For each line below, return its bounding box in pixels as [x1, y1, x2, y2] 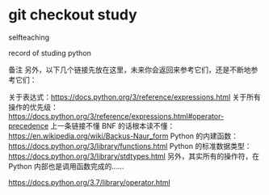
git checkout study [8, 6, 137, 24]
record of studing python [8, 48, 91, 57]
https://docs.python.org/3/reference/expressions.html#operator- [8, 111, 225, 121]
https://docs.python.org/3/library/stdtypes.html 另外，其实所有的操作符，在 [8, 151, 260, 161]
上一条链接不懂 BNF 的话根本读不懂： [50, 121, 175, 130]
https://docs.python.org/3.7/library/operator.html [8, 177, 171, 187]
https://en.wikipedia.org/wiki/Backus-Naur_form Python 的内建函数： [8, 131, 239, 141]
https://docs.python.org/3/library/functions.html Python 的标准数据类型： [8, 141, 252, 150]
